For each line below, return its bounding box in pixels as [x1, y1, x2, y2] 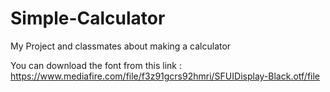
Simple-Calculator [10, 7, 166, 30]
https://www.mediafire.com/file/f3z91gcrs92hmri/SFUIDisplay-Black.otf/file [10, 70, 321, 82]
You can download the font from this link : [10, 59, 182, 71]
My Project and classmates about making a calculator [10, 40, 232, 52]
